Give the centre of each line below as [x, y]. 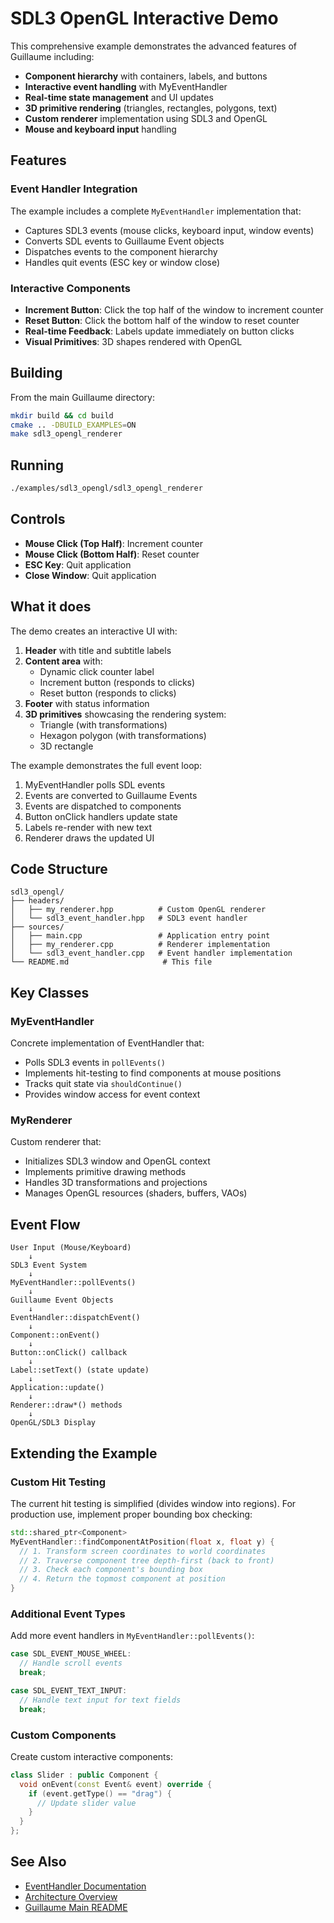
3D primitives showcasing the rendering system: [125, 714]
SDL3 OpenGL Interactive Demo [144, 18]
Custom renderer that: [56, 1142]
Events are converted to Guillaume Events [111, 795]
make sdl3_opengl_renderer [66, 434]
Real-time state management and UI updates [119, 97]
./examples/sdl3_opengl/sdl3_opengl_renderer [106, 488]
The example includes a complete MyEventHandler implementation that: [156, 211]
